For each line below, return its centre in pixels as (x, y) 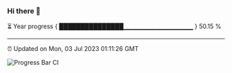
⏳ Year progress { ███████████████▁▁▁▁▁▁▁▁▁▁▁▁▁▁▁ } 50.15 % (114, 26)
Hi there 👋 (24, 11)
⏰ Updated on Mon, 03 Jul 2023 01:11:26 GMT (73, 49)
